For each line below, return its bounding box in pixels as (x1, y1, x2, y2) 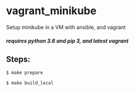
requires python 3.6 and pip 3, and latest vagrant (6, 37, 129, 44)
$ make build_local (6, 80, 54, 86)
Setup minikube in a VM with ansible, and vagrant (6, 24, 126, 31)
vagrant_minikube (6, 4, 97, 18)
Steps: (6, 54, 31, 64)
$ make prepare (6, 70, 43, 76)
